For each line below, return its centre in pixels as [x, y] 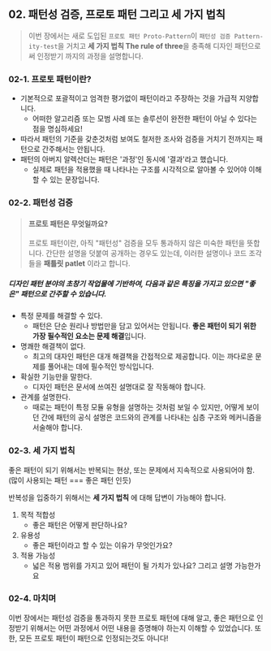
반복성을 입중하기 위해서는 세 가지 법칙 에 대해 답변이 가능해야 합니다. [117, 497]
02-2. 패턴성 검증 [41, 203]
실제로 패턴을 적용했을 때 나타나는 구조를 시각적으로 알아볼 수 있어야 [140, 170]
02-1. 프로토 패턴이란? [50, 79]
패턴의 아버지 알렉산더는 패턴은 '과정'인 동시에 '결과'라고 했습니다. [124, 159]
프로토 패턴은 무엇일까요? [68, 224]
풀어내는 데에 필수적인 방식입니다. [101, 367]
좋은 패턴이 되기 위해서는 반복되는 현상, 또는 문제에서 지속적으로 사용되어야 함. [132, 470]
